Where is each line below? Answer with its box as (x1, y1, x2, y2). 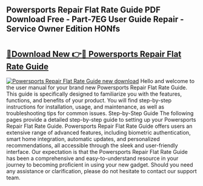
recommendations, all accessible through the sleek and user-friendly (6, 142, 178, 149)
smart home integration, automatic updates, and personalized (6, 136, 161, 142)
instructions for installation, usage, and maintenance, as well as (6, 103, 165, 110)
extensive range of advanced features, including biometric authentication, (6, 129, 191, 136)
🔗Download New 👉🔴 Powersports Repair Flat (6, 48, 182, 59)
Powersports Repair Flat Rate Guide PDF (6, 5, 161, 15)
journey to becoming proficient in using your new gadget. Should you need (6, 161, 193, 168)
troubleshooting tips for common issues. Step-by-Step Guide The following (6, 110, 194, 117)
